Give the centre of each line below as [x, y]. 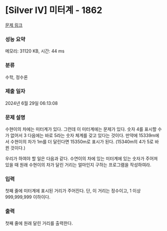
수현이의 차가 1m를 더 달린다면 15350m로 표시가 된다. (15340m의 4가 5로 [82, 142]
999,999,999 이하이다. [28, 197]
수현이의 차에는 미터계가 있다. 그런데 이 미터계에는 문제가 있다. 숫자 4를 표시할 [81, 129]
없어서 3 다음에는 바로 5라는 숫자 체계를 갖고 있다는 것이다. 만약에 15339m [83, 135]
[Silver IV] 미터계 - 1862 [54, 10]
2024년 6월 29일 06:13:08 [32, 103]
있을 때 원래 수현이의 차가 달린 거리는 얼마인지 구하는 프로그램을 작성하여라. [78, 165]
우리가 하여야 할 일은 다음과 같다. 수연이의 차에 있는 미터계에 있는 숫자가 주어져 [82, 158]
